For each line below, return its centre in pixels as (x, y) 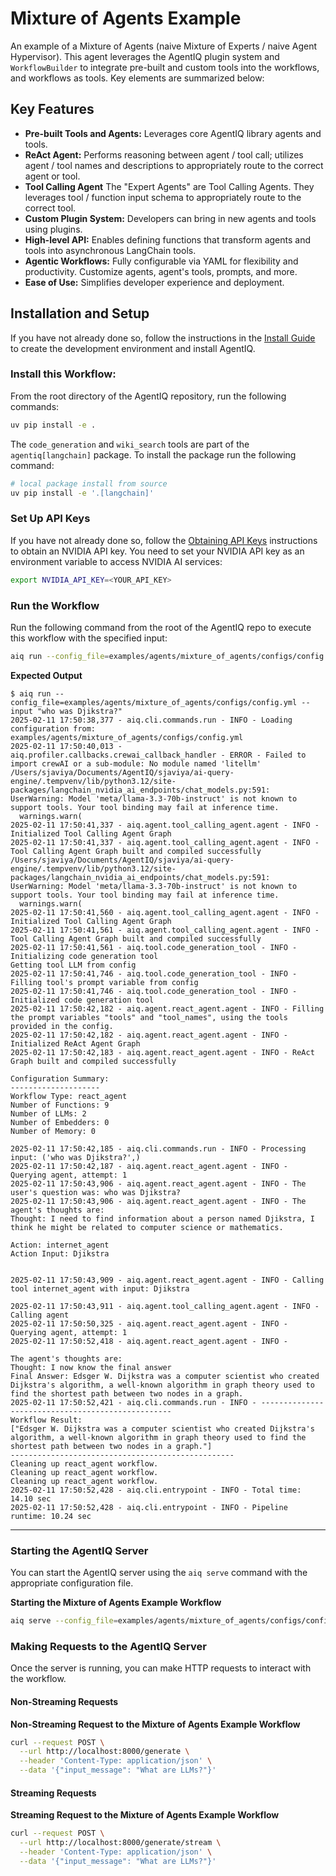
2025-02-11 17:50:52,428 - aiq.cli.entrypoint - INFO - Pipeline (149, 1507)
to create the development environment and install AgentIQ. (133, 348)
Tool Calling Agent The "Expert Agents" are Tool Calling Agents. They (169, 186)
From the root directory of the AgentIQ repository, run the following (148, 396)
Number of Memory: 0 (53, 1131)
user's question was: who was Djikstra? (96, 1192)
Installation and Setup (80, 313)
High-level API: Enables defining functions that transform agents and (167, 239)
